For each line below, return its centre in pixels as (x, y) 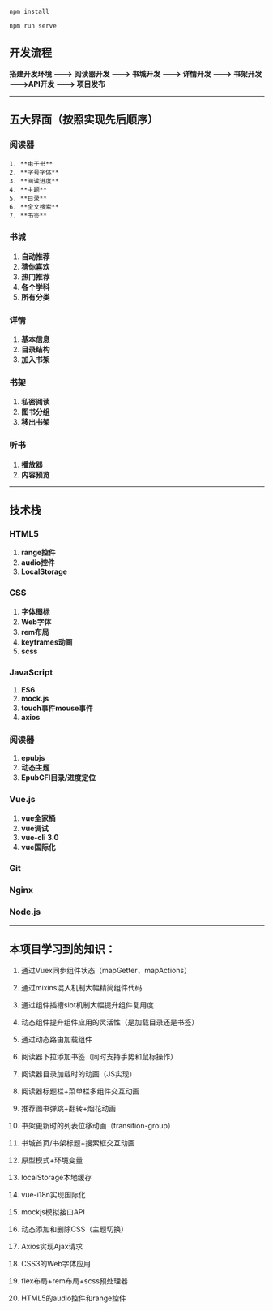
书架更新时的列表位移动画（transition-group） (98, 1125)
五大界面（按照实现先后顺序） (84, 120)
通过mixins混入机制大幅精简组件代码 (81, 987)
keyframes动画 (47, 642)
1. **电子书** (31, 164)
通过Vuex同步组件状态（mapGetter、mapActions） (106, 970)
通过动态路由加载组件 (56, 1039)
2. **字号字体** (34, 172)
